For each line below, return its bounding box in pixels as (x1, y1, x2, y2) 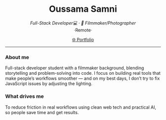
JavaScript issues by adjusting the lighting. (5, 81, 92, 87)
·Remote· (74, 27, 92, 33)
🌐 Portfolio (72, 36, 94, 42)
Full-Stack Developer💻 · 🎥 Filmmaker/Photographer (30, 20, 136, 26)
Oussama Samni (48, 3, 118, 15)
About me (5, 54, 30, 60)
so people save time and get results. (5, 109, 79, 115)
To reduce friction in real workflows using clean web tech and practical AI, (5, 104, 157, 110)
